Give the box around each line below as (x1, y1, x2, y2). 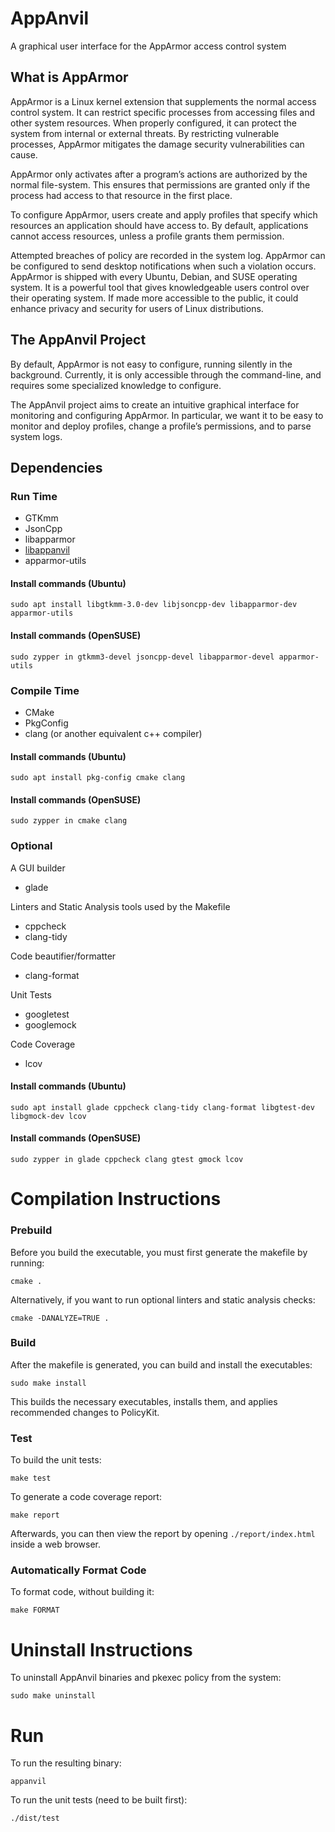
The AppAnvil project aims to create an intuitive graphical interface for (10, 398, 300, 411)
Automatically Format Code (10, 1563, 147, 1577)
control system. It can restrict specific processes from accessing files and (10, 106, 316, 118)
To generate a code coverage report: (10, 1491, 162, 1503)
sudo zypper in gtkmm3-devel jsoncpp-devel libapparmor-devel (10, 652, 275, 662)
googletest (24, 1008, 70, 1020)
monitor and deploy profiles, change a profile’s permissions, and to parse (10, 420, 312, 432)
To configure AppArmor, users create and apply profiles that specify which (10, 208, 318, 221)
